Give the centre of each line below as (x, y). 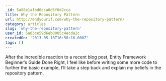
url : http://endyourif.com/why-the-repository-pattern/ (65, 19)
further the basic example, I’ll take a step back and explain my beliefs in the (83, 67)
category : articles (26, 24)
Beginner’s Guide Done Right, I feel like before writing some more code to (81, 62)
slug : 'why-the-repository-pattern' (44, 29)
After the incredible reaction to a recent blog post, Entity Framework (76, 57)
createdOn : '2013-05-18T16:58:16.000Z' (47, 38)
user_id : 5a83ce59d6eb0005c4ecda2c (43, 33)
